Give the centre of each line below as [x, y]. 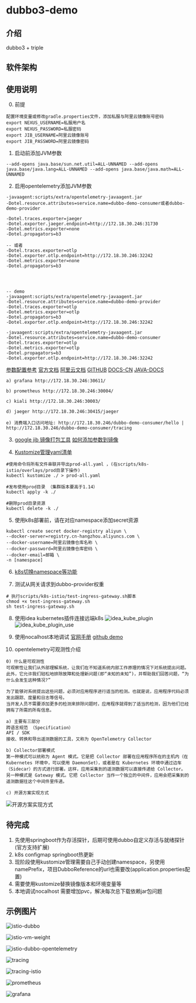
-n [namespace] [25, 560]
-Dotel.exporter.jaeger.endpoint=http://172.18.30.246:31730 [82, 224]
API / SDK [18, 733]
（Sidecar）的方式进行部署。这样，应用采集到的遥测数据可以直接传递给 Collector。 [96, 769]
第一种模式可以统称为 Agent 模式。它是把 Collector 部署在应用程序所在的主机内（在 [97, 757]
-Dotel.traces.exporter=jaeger [44, 219]
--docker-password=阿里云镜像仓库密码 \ [52, 549]
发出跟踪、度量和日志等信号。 [37, 698]
